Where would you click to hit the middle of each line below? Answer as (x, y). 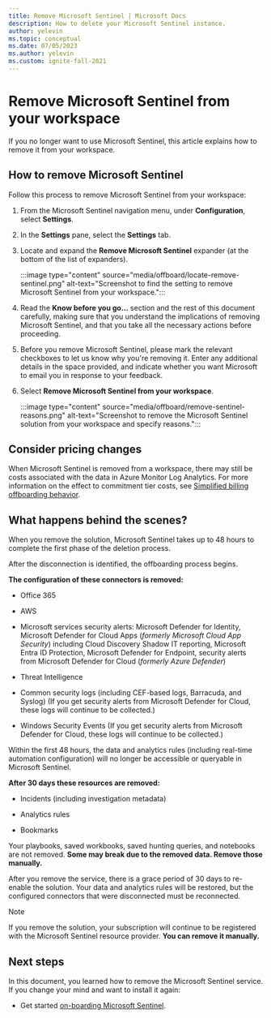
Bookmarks (39, 830)
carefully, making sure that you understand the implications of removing (140, 316)
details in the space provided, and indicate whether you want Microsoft (138, 367)
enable (20, 887)
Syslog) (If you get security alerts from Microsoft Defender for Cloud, (135, 702)
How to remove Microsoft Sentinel (96, 175)
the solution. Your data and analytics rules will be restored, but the (143, 887)
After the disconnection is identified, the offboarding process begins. (123, 564)
